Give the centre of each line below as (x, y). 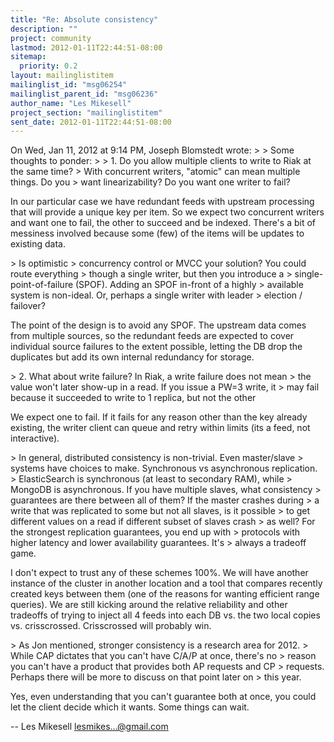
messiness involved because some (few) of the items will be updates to (157, 233)
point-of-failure (42, 285)
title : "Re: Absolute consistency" (84, 19)
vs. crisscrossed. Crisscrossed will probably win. (111, 626)
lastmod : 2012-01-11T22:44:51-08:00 (86, 47)
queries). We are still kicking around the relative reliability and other (149, 605)
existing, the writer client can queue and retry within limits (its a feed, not (160, 428)
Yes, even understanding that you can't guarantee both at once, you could (163, 697)
